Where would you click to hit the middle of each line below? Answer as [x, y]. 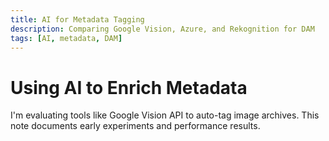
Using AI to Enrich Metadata [129, 87]
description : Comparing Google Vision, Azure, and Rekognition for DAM [162, 29]
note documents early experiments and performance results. [135, 126]
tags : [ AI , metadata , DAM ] [66, 38]
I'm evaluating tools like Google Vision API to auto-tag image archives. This [165, 115]
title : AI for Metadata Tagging [77, 19]
